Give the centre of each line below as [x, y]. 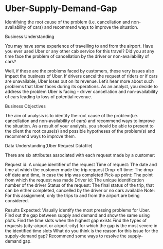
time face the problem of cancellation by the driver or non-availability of [77, 56]
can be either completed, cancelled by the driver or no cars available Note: [80, 190]
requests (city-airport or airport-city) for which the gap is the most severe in [81, 225]
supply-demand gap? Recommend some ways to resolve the [66, 236]
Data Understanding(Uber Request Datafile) [49, 145]
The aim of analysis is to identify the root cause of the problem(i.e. [72, 115]
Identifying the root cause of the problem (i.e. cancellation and [68, 22]
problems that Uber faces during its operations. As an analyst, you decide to [81, 86]
